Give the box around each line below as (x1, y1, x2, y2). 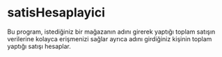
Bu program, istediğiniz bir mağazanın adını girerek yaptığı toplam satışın (7, 27, 216, 36)
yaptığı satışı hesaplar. (7, 42, 72, 50)
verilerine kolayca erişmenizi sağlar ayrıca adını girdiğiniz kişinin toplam (7, 34, 212, 43)
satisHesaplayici (7, 5, 106, 21)
